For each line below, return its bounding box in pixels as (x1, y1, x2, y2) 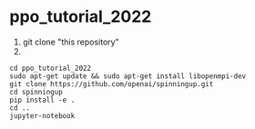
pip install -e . (9, 95, 76, 104)
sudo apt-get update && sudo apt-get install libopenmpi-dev (9, 71, 247, 81)
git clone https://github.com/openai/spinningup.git (9, 79, 214, 88)
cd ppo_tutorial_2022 (9, 64, 92, 73)
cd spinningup (9, 87, 64, 96)
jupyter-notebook (9, 111, 76, 120)
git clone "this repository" (22, 36, 120, 47)
